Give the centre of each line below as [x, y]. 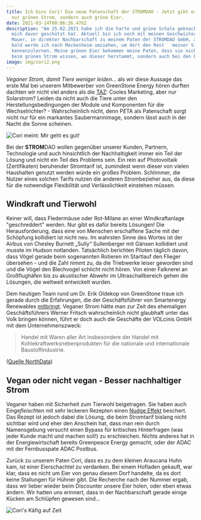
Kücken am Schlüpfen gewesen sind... [53, 499]
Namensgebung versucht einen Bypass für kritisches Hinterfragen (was [95, 430]
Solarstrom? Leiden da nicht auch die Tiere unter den [72, 98]
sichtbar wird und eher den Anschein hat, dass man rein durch [83, 423]
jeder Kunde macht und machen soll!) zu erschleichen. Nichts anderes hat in [100, 436]
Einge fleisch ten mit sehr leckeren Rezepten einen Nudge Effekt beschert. [97, 411]
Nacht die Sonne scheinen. [39, 124]
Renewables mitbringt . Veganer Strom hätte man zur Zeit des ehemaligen [96, 306]
